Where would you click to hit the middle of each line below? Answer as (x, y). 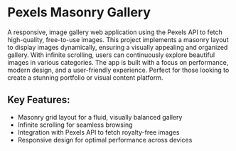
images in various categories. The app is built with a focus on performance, (118, 62)
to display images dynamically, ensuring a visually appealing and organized (118, 47)
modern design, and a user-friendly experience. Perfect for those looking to (118, 70)
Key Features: (39, 100)
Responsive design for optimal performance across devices (105, 140)
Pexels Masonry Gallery (79, 12)
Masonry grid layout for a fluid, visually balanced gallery (100, 117)
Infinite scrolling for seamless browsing (75, 125)
